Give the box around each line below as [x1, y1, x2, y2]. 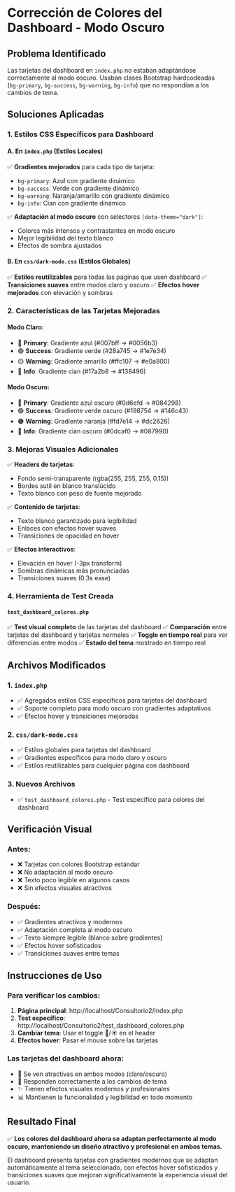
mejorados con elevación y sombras [7, 288, 113, 296]
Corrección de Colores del [7, 5, 162, 21]
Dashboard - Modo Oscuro [7, 20, 165, 36]
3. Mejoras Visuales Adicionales [7, 444, 119, 454]
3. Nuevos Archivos [7, 780, 76, 789]
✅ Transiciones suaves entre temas [17, 949, 120, 957]
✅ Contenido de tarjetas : [7, 503, 81, 511]
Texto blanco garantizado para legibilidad [17, 517, 137, 525]
